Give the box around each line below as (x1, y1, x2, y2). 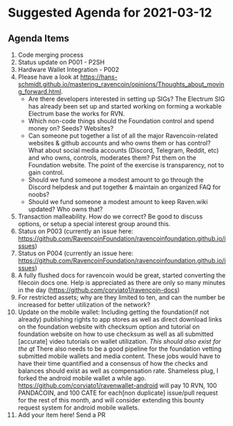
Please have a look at (17, 73, 79, 81)
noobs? (28, 190, 50, 198)
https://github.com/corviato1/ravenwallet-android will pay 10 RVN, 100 (17, 382, 217, 389)
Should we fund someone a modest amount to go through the (28, 176, 204, 184)
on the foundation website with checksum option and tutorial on (17, 323, 200, 331)
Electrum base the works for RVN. (28, 109, 125, 118)
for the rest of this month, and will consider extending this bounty (17, 396, 205, 404)
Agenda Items (8, 33, 70, 44)
